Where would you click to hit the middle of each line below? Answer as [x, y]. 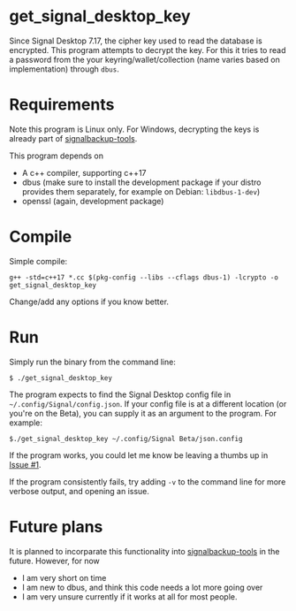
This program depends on [57, 156]
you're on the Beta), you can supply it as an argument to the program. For [143, 413]
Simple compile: [38, 261]
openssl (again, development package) [93, 201]
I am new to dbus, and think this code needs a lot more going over [142, 587]
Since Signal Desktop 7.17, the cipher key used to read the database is [136, 41]
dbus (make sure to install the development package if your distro [142, 182]
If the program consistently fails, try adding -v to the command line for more [148, 481]
